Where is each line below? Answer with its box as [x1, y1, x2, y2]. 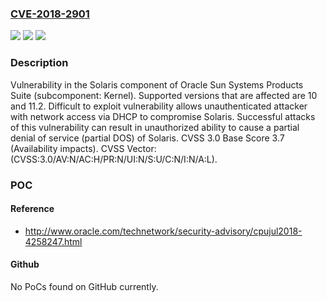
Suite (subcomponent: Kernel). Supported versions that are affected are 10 [10, 89, 318, 101]
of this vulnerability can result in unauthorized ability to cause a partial [10, 121, 300, 133]
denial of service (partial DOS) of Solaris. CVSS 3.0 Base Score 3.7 [10, 132, 285, 144]
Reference [10, 203, 55, 215]
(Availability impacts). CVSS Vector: [10, 142, 157, 154]
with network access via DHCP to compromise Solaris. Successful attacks [10, 110, 316, 122]
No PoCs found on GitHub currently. [10, 280, 159, 292]
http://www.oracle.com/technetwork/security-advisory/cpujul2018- [24, 225, 303, 237]
